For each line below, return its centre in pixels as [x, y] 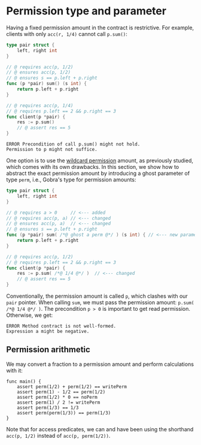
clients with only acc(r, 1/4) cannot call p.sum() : [67, 34]
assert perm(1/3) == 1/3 [48, 408]
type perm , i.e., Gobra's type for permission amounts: [71, 180]
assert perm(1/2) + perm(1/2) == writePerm [72, 387]
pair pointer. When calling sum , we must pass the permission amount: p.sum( [100, 302]
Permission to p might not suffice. [52, 150]
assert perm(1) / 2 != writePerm [59, 402]
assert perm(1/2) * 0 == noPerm [57, 397]
